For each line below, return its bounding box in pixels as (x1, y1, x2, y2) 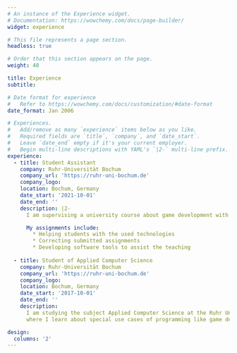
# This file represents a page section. (7, 36, 128, 43)
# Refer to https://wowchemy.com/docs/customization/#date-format (7, 100, 213, 108)
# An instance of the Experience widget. (7, 10, 131, 18)
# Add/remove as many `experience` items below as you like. (7, 126, 197, 134)
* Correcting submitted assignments (32, 237, 140, 244)
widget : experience (7, 23, 65, 30)
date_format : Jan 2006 (7, 107, 74, 114)
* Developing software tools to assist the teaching (32, 244, 191, 251)
